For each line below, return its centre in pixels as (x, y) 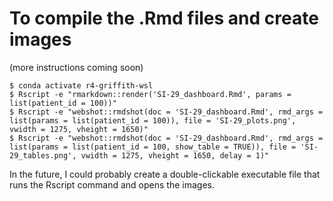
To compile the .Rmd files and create (164, 18)
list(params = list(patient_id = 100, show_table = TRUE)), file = (153, 147)
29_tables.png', (43, 155)
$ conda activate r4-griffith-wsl (81, 85)
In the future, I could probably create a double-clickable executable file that (165, 174)
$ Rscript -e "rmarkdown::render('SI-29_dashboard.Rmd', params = (150, 94)
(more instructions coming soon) (76, 67)
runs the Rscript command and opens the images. (112, 184)
